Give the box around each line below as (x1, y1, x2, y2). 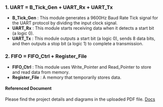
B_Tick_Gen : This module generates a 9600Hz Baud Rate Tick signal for (12, 15, 158, 21)
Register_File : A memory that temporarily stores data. (12, 74, 122, 80)
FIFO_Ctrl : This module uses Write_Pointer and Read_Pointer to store (12, 64, 152, 70)
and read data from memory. (12, 69, 70, 75)
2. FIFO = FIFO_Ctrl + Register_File (5, 53, 87, 60)
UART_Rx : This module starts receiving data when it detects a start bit (12, 25, 154, 31)
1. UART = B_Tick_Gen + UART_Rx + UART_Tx (5, 4, 113, 11)
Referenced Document (5, 86, 52, 91)
